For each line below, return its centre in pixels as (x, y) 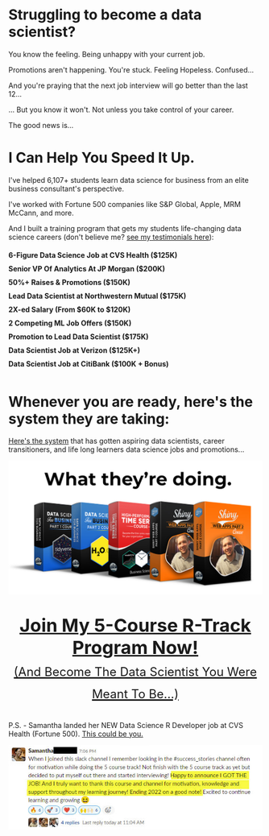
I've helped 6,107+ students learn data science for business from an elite (129, 180)
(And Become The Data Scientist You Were (135, 672)
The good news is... (41, 125)
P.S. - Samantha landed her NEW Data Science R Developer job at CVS (126, 725)
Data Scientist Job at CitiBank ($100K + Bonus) (89, 364)
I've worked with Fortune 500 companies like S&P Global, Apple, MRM (125, 204)
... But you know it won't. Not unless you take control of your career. (121, 110)
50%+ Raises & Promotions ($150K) (70, 283)
